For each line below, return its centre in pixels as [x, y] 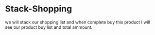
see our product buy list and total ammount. [49, 27]
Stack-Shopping [39, 9]
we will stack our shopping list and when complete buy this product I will [78, 22]
